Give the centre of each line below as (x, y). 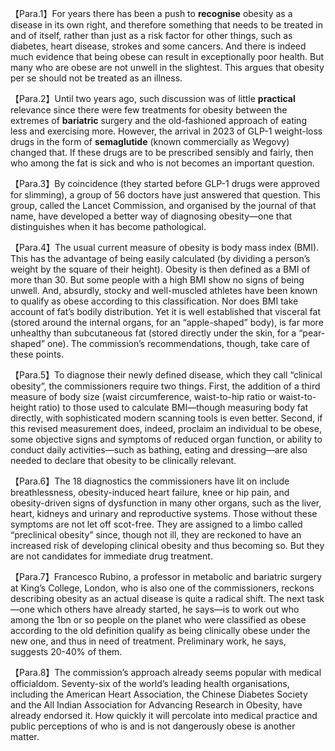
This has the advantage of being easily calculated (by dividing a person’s (160, 258)
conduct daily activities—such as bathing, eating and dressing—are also (159, 450)
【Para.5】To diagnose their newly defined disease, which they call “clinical (166, 375)
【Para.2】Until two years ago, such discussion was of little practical (153, 98)
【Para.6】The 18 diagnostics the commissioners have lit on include (150, 481)
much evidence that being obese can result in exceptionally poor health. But (167, 56)
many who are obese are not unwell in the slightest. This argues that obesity (167, 67)
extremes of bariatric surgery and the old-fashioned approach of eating (158, 120)
